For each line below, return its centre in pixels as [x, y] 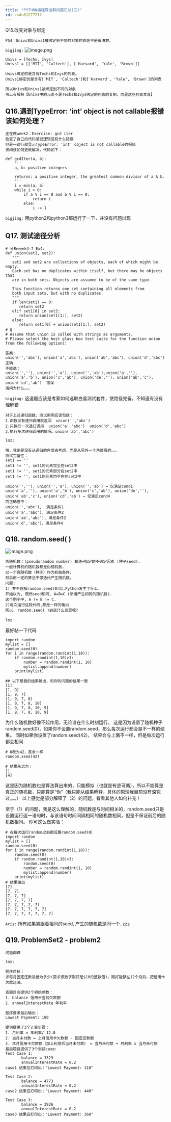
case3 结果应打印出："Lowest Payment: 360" [49, 1114]
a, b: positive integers [41, 168]
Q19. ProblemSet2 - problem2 [53, 940]
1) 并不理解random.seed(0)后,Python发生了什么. [53, 589]
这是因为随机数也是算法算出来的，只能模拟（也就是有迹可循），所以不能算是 [84, 785]
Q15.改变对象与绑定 [25, 30]
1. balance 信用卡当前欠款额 [33, 998]
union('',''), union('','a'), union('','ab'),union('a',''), [72, 373]
